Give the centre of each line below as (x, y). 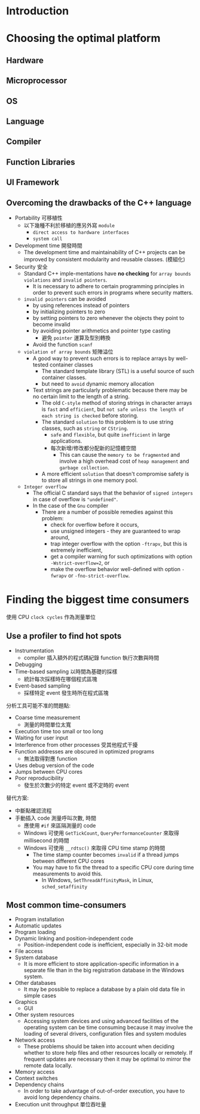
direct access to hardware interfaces (81, 232)
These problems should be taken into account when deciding (99, 1046)
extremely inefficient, (76, 550)
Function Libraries (41, 162)
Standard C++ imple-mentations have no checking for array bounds (107, 273)
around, (60, 537)
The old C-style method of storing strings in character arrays (117, 402)
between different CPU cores (68, 861)
